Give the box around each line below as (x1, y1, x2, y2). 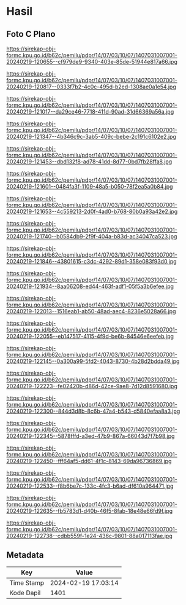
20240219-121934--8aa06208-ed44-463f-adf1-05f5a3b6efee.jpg (6, 283, 174, 290)
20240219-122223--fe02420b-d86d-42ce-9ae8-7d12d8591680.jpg (6, 383, 177, 389)
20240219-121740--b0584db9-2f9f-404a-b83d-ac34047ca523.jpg (6, 233, 177, 240)
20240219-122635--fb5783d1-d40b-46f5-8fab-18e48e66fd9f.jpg (6, 507, 173, 514)
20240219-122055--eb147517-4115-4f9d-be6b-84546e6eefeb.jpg (6, 333, 174, 340)
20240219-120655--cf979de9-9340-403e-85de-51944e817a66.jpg (6, 58, 177, 65)
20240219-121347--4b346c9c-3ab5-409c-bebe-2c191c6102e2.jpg (6, 133, 176, 140)
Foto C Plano (6, 29, 56, 39)
